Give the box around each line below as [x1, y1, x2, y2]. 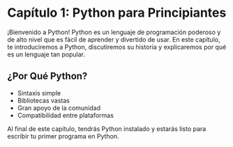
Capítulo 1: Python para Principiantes [7, 5, 227, 21]
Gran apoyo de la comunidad [17, 103, 101, 112]
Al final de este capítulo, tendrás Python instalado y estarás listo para [7, 124, 206, 133]
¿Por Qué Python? [7, 70, 88, 82]
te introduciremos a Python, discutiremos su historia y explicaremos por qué [7, 42, 227, 51]
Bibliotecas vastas [17, 96, 70, 105]
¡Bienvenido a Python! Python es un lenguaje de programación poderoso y [7, 28, 221, 36]
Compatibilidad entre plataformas [17, 111, 114, 119]
